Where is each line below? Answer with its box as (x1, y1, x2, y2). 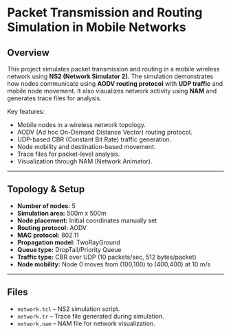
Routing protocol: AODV (16, 223, 87, 231)
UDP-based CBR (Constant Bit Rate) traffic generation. (16, 135, 172, 143)
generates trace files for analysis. (7, 94, 102, 102)
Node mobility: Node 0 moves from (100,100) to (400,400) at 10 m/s (16, 260, 211, 268)
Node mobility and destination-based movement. (16, 143, 156, 150)
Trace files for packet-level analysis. (16, 150, 120, 158)
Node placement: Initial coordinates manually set (16, 216, 157, 225)
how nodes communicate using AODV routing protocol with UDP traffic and (7, 80, 223, 87)
